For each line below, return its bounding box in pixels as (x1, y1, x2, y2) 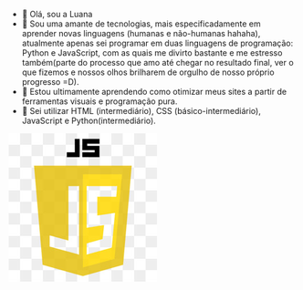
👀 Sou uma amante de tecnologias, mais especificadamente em (21, 18, 261, 29)
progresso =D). (21, 77, 79, 87)
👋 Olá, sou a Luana (21, 9, 93, 19)
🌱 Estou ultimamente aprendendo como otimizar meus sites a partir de (21, 87, 287, 97)
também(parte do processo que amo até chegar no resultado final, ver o (21, 57, 294, 67)
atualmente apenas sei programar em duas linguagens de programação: (21, 37, 294, 48)
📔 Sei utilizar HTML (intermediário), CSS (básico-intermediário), (21, 106, 261, 116)
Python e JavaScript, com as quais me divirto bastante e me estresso (21, 47, 283, 58)
